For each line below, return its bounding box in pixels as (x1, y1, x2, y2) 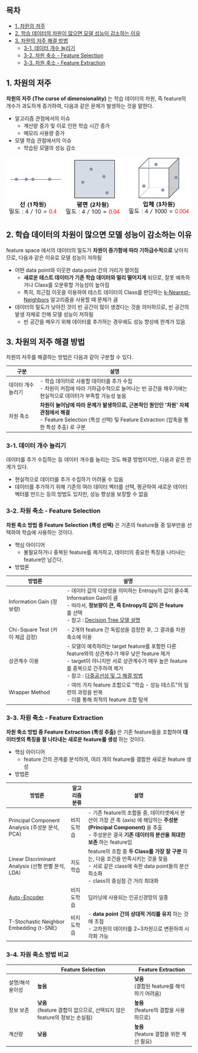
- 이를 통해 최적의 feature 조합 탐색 (67, 696, 148, 703)
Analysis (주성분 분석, (8, 824, 60, 831)
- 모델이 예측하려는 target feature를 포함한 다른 (67, 642, 177, 649)
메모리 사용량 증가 (23, 129, 65, 137)
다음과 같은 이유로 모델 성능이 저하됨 (18, 254, 102, 261)
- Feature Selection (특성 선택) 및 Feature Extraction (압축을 (39, 416, 183, 423)
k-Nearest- (164, 288, 191, 296)
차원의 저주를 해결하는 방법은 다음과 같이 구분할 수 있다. (6, 354, 134, 361)
